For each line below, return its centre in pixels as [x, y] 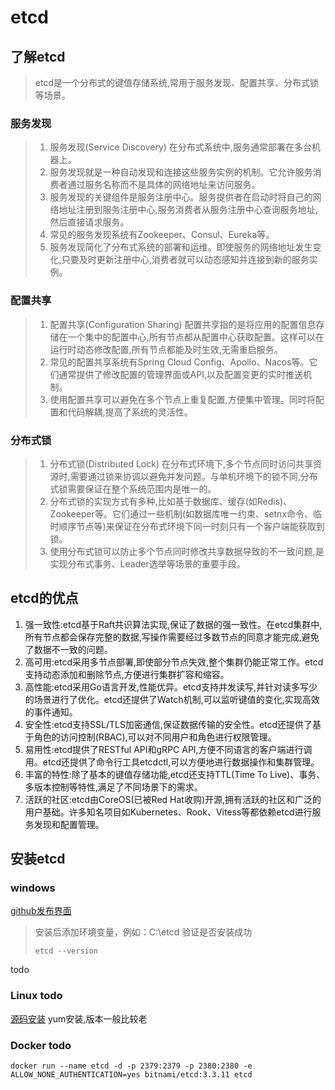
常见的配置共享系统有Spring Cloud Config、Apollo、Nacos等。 [179, 362]
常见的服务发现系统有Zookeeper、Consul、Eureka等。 [162, 235]
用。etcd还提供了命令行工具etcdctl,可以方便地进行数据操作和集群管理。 [172, 762]
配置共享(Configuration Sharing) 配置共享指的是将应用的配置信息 [183, 324]
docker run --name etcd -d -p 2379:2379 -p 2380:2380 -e [131, 1066]
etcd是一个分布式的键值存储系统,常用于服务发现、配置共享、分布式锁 [177, 82]
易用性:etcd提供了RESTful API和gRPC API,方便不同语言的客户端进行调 [168, 749]
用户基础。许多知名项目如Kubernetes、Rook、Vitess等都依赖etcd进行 [168, 812]
